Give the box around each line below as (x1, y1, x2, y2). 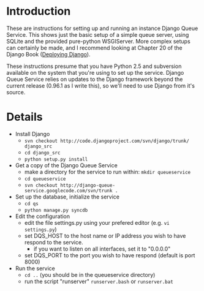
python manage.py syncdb (24, 207, 88, 213)
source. (6, 88, 26, 96)
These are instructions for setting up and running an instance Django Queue (6, 25, 198, 32)
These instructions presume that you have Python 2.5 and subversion (6, 62, 182, 70)
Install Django (15, 130, 50, 137)
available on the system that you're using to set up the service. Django (6, 69, 184, 76)
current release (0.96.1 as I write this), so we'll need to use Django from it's (6, 81, 195, 89)
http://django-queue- (60, 182, 115, 188)
